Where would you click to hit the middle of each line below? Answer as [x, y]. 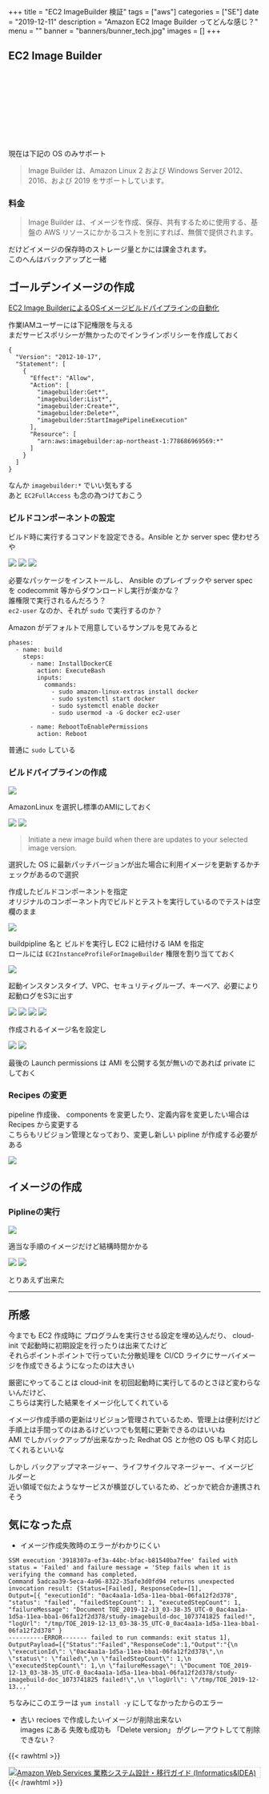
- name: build [39, 650]
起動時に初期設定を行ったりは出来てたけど [97, 1346]
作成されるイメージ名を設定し [57, 1029]
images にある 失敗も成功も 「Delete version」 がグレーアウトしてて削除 [140, 1730]
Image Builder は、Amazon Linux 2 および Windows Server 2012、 [137, 170]
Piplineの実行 [34, 1212]
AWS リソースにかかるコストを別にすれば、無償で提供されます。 [151, 232]
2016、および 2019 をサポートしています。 [98, 180]
